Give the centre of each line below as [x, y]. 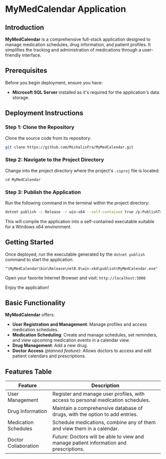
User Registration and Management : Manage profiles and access [80, 324]
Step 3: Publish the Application [43, 192]
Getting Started [29, 242]
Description [105, 386]
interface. [32, 55]
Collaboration [23, 446]
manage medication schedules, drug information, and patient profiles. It [78, 45]
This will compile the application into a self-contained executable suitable [80, 221]
